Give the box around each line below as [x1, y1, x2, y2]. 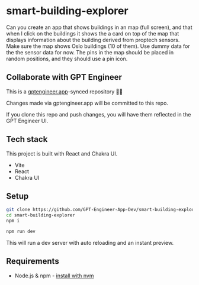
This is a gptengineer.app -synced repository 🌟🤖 [6, 88, 123, 95]
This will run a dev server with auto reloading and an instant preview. [6, 239, 174, 246]
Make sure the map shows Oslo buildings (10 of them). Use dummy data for [6, 43, 191, 50]
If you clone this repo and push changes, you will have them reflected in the [6, 111, 191, 118]
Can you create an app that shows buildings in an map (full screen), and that [6, 24, 192, 31]
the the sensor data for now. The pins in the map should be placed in [6, 48, 174, 56]
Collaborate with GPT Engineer [6, 72, 123, 82]
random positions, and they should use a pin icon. [6, 55, 128, 62]
